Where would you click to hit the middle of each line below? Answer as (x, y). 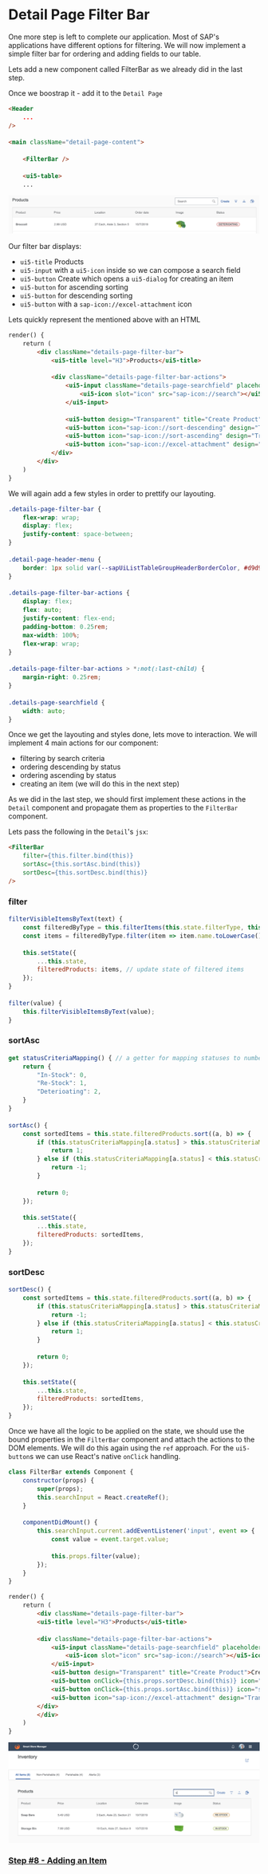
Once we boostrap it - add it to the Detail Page (85, 93)
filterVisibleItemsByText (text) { (66, 919)
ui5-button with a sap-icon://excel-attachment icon (106, 304)
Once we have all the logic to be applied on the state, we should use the (126, 1431)
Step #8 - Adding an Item (58, 1860)
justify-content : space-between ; (78, 535)
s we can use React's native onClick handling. (105, 1457)
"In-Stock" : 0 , (62, 1075)
